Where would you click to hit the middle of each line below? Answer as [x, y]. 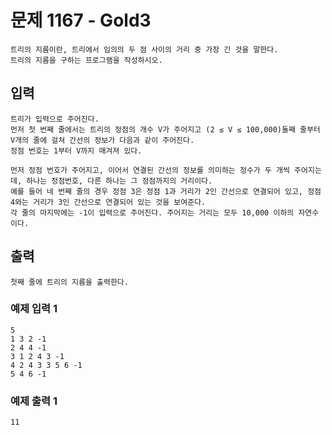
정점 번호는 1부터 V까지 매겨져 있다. [76, 151]
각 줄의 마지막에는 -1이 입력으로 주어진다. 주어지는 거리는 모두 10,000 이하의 [152, 212]
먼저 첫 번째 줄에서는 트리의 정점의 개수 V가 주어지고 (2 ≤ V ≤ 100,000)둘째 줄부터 [165, 129]
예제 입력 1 [34, 309]
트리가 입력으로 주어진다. [55, 119]
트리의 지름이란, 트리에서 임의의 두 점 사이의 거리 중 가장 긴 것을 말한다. [144, 49]
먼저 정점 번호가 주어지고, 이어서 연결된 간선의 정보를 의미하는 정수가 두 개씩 [150, 170]
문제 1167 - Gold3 [81, 20]
